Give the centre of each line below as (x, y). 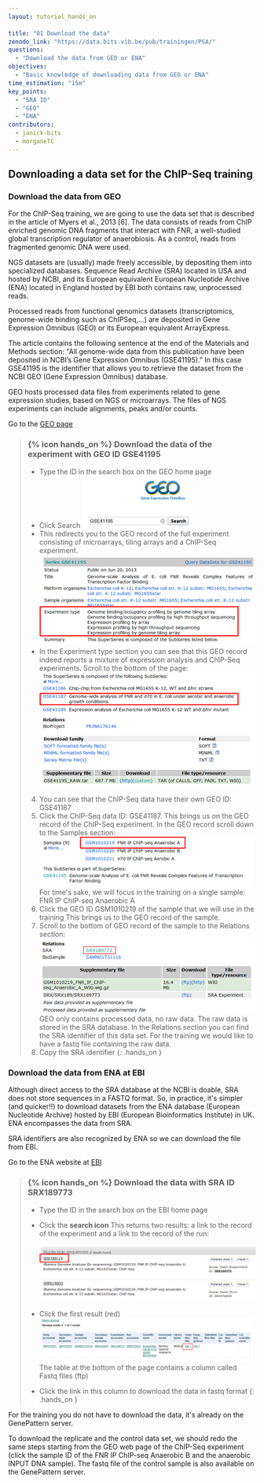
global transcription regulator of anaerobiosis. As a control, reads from (122, 239)
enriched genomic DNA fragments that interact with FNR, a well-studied (125, 230)
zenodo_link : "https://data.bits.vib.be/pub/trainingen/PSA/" (112, 42)
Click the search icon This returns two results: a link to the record (145, 1225)
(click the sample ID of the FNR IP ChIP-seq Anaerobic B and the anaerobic (130, 1455)
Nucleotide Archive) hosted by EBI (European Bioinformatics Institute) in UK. (132, 1115)
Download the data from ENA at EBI (77, 1072)
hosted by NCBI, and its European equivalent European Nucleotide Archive (129, 279)
